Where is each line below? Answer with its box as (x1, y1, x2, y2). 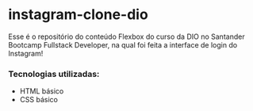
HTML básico (19, 86, 64, 96)
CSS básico (19, 95, 58, 105)
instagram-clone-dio (8, 6, 148, 24)
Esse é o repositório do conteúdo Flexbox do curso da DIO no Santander (8, 32, 245, 41)
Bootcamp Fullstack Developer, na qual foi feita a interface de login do (8, 40, 238, 49)
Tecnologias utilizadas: (8, 68, 100, 79)
